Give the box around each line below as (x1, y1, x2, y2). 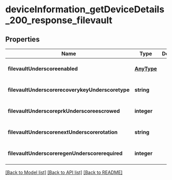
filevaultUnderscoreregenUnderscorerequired (8, 150, 123, 157)
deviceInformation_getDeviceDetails (5, 4, 165, 15)
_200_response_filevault (5, 14, 113, 26)
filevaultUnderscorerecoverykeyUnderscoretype (8, 86, 130, 93)
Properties (5, 35, 40, 44)
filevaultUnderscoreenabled (8, 65, 78, 72)
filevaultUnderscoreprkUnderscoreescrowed (8, 108, 120, 114)
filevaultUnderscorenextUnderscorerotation (8, 129, 118, 135)
